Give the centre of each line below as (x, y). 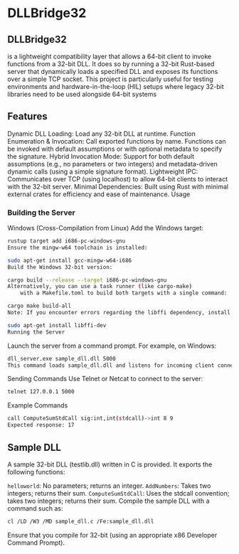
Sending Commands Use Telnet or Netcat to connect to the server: (105, 379)
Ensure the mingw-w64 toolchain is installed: (78, 247)
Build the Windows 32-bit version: (60, 267)
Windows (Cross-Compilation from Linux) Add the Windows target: (106, 228)
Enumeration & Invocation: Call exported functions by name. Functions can (117, 141)
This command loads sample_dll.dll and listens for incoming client (111, 365)
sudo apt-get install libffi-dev (57, 325)
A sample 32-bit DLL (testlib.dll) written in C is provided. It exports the (110, 464)
